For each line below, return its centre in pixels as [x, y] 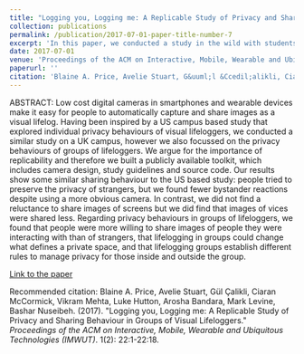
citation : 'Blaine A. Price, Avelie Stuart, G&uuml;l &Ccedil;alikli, [145, 77]
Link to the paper [41, 273]
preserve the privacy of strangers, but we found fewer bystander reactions [148, 189]
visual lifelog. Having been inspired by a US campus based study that [139, 121]
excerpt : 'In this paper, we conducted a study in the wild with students [153, 43]
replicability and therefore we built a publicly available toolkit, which [136, 160]
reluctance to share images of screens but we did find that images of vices [149, 208]
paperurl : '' [34, 69]
